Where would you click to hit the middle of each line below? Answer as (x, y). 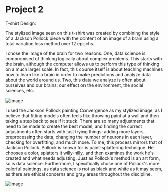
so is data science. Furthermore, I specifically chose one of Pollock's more (82, 163)
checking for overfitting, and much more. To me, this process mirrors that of (84, 142)
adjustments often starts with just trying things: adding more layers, (75, 131)
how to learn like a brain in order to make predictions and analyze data (78, 74)
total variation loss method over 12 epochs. (50, 43)
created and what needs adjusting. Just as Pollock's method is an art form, (83, 158)
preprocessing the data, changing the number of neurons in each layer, (79, 137)
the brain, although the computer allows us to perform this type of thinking (82, 64)
